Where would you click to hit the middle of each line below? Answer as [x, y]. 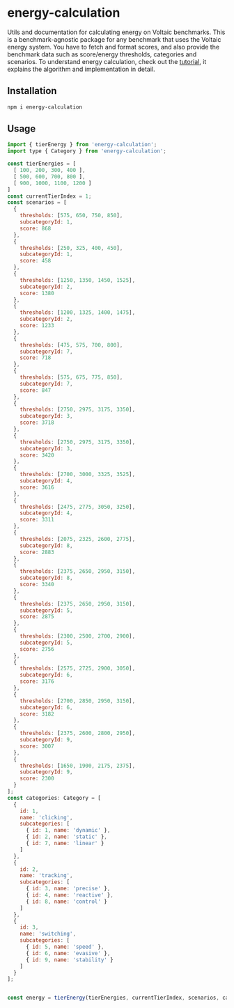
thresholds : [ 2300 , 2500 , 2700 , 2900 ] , [78, 636]
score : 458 [36, 261]
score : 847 [36, 390]
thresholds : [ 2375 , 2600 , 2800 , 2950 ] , [78, 733]
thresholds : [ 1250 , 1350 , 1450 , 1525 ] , [78, 280]
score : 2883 [37, 552]
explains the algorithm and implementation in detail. [81, 69]
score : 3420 [37, 455]
